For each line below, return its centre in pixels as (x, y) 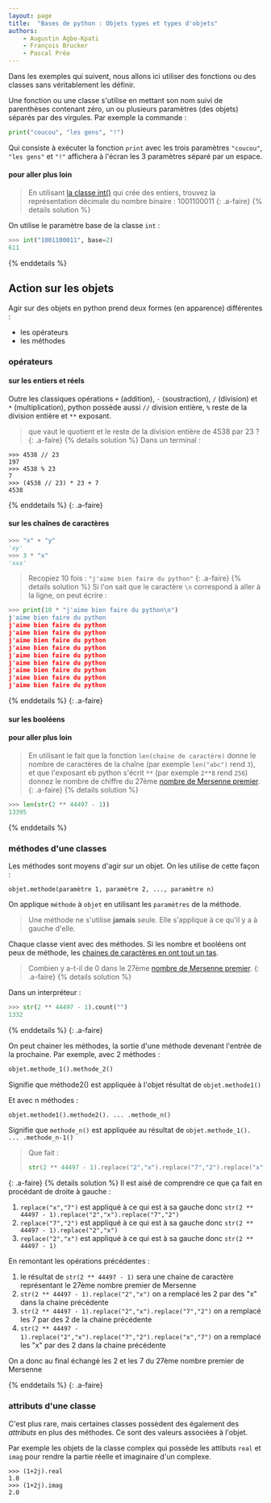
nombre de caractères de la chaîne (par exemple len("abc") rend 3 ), (142, 764)
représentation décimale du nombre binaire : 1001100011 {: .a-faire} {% (145, 202)
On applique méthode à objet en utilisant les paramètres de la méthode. (125, 904)
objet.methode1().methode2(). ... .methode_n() (90, 1115)
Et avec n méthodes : (44, 1100)
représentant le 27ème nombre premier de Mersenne (108, 1285)
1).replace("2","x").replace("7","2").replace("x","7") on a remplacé (141, 1337)
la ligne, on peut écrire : (67, 595)
